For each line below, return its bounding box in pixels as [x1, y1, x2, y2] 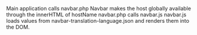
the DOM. [6, 23, 30, 30]
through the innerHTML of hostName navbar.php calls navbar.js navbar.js [6, 11, 187, 18]
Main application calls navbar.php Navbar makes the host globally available [6, 5, 191, 12]
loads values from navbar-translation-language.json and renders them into [6, 17, 190, 24]
